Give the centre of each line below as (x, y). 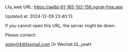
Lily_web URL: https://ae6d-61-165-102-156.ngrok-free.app (64, 7)
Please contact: (21, 35)
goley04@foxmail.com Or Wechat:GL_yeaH (48, 44)
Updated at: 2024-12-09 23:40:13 (39, 16)
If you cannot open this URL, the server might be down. (60, 26)
